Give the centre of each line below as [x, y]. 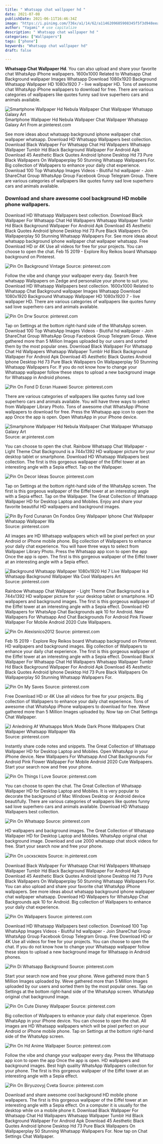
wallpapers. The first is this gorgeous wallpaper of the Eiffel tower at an [76, 1100]
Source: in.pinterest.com [73, 856]
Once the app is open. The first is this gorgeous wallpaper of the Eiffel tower [81, 556]
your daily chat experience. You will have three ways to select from [72, 546]
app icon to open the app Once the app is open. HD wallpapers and [72, 1060]
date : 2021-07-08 [23, 14]
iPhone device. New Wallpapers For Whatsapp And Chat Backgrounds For [79, 756]
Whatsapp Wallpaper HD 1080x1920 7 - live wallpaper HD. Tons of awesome [81, 84]
